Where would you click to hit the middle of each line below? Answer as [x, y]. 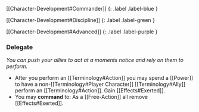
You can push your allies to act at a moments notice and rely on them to [95, 60]
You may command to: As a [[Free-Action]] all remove [81, 97]
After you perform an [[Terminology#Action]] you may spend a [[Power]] [104, 78]
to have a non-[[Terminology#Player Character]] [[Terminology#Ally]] [100, 84]
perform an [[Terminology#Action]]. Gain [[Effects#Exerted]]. [90, 91]
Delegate [20, 47]
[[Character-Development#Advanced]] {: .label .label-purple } [82, 32]
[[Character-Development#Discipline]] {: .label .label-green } [81, 20]
